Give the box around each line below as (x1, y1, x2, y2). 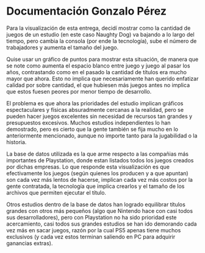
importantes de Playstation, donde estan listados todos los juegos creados (6, 156, 194, 164)
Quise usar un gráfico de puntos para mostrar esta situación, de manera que (6, 55, 199, 63)
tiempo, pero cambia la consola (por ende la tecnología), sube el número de (6, 37, 197, 44)
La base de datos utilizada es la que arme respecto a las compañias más (6, 150, 189, 158)
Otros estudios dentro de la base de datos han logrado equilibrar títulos (6, 201, 186, 208)
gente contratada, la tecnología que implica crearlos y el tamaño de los (6, 182, 185, 190)
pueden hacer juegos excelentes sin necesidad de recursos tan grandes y (6, 113, 193, 120)
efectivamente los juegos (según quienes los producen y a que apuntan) (6, 169, 189, 177)
